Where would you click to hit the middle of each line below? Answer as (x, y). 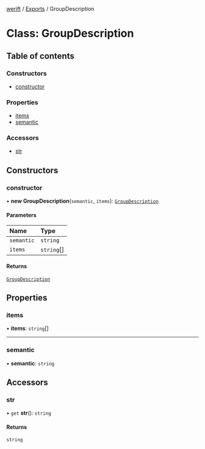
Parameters (21, 215)
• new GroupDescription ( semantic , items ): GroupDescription (82, 201)
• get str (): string (29, 413)
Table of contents (40, 56)
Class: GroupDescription (70, 34)
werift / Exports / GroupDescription (50, 9)
